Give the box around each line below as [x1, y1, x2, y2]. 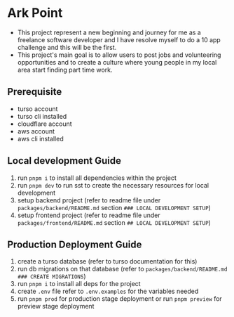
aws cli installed [17, 134, 64, 143]
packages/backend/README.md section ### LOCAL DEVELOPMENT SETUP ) [17, 203, 212, 212]
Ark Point [7, 5, 63, 21]
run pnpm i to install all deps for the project [17, 280, 142, 288]
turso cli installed [17, 112, 67, 120]
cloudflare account [17, 119, 72, 128]
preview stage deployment [17, 302, 95, 311]
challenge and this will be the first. [17, 43, 117, 51]
